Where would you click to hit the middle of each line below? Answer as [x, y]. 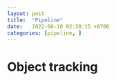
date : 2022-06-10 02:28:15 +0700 [58, 26]
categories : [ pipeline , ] [44, 33]
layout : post [26, 13]
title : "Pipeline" [35, 20]
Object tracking [52, 67]
